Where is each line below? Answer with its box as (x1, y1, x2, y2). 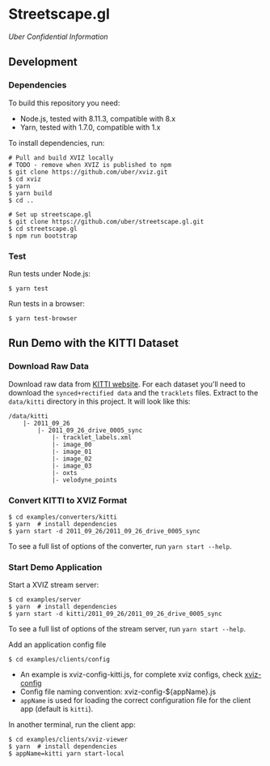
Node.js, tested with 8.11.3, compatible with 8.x (19, 113, 176, 123)
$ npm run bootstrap (8, 232, 78, 240)
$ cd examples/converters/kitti (8, 512, 117, 521)
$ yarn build (8, 189, 53, 197)
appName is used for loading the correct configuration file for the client (19, 695, 251, 705)
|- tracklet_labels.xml (51, 433, 132, 442)
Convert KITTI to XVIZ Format (8, 494, 128, 506)
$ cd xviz (8, 175, 42, 183)
